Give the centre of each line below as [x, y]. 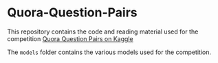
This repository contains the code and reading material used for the [103, 32]
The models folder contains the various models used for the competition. [109, 52]
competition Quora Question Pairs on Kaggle [70, 38]
